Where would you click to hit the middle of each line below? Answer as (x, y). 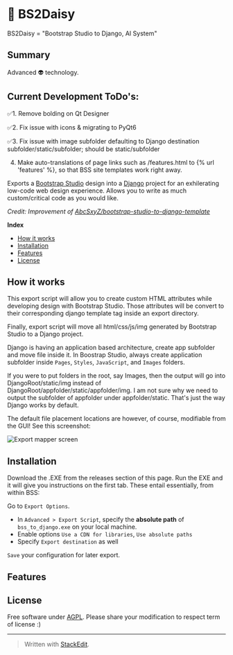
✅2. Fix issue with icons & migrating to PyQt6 (72, 127)
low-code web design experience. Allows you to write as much (97, 191)
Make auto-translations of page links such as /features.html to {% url (116, 162)
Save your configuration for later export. (63, 555)
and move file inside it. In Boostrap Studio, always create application (105, 355)
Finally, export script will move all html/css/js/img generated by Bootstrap (112, 327)
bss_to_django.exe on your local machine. (77, 527)
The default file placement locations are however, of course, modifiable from (116, 419)
